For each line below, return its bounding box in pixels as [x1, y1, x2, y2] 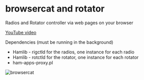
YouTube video [5, 29, 37, 35]
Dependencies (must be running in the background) [5, 39, 114, 45]
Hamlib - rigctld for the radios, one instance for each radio [12, 49, 134, 55]
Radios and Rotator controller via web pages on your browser [5, 20, 133, 26]
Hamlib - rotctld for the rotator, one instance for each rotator [12, 54, 139, 60]
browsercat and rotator [5, 3, 105, 15]
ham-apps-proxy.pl [12, 59, 53, 65]
